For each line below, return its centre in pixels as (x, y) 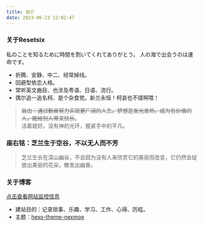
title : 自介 (20, 12)
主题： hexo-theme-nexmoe (50, 217)
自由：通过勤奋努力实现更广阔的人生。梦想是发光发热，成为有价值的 (106, 111)
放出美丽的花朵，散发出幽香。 (58, 165)
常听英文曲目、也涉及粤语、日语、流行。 (66, 90)
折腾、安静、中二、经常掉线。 (52, 75)
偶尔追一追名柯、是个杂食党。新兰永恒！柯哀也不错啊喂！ (87, 97)
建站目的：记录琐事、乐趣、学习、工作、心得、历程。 (82, 210)
